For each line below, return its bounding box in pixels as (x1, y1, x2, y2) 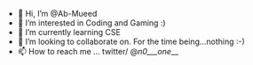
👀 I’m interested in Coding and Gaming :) (17, 18, 166, 28)
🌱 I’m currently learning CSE (17, 27, 122, 37)
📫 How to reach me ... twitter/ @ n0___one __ (17, 47, 179, 56)
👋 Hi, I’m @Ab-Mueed (17, 9, 98, 18)
